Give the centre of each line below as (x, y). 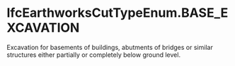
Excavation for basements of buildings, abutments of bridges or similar (110, 47)
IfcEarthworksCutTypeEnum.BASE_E (117, 13)
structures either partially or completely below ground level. (94, 55)
